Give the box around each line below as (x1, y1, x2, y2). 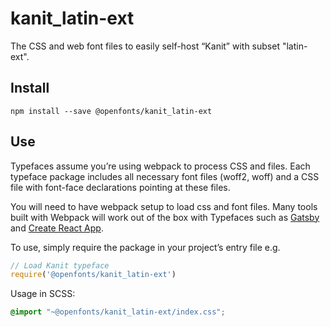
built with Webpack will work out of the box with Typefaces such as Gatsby (10, 211, 320, 223)
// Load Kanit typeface (10, 260, 110, 271)
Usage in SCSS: (10, 288, 76, 300)
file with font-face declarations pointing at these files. (10, 181, 231, 193)
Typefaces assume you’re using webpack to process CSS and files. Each (10, 160, 311, 172)
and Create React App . (10, 222, 104, 234)
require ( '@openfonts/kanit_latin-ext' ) (10, 270, 177, 280)
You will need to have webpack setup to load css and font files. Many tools (10, 200, 318, 212)
